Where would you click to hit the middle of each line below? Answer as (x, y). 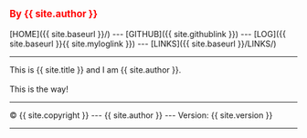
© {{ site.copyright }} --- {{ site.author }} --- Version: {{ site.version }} (141, 115)
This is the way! (39, 89)
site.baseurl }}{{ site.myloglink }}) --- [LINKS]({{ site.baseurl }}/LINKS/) (143, 44)
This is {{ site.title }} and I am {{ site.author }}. (95, 70)
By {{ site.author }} (54, 14)
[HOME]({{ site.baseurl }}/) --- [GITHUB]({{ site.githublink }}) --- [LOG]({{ (148, 34)
